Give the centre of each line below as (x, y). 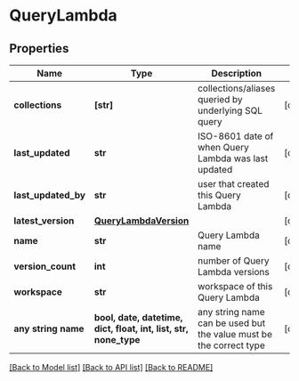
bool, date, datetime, (138, 317)
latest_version (44, 221)
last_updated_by (50, 195)
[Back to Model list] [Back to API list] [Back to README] (111, 367)
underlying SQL (230, 110)
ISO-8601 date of (235, 136)
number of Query (233, 261)
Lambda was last (233, 158)
